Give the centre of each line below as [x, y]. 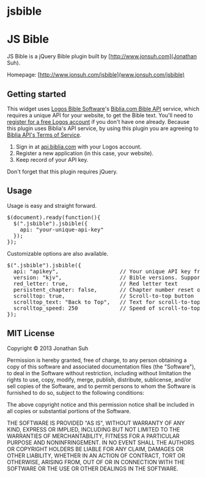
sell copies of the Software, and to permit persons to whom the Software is [101, 386]
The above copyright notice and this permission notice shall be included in [101, 404]
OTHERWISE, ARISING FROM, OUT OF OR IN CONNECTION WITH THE [96, 462]
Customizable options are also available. [58, 253]
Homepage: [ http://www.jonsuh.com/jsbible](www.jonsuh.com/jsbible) [96, 75]
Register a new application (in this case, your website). [85, 153]
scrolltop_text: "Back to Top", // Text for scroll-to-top [107, 302]
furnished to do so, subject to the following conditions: [75, 392]
